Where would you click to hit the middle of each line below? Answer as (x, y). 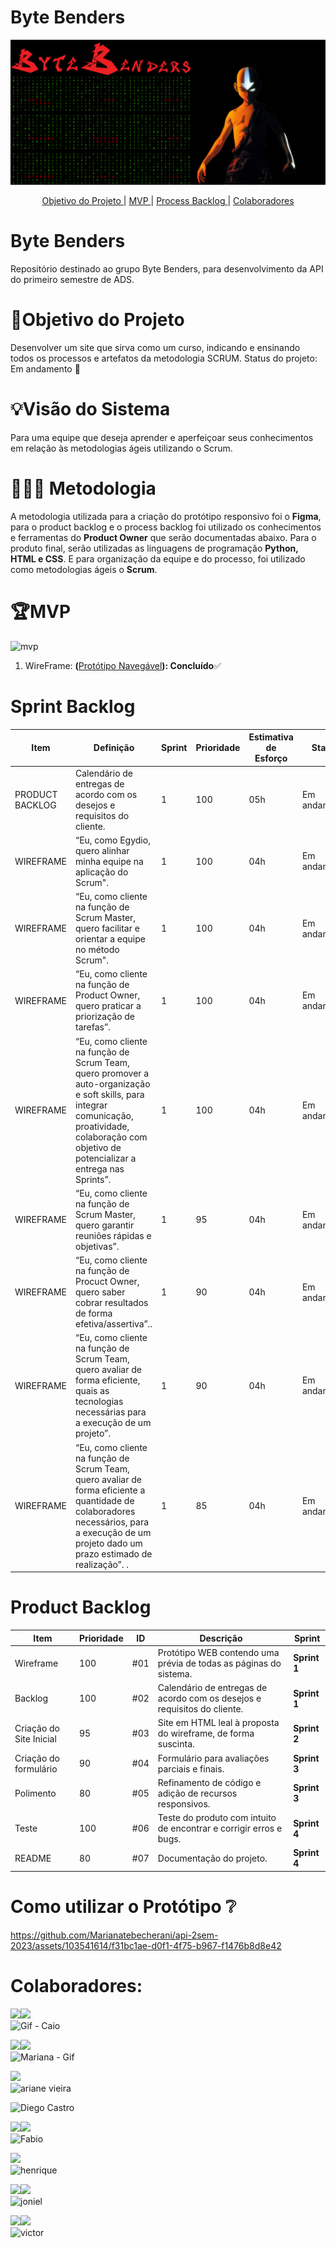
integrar (91, 1105)
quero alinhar (102, 850)
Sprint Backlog (73, 707)
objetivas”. (97, 1246)
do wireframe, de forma (206, 1733)
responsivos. (184, 1803)
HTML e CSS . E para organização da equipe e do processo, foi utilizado (158, 559)
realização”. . (102, 1564)
